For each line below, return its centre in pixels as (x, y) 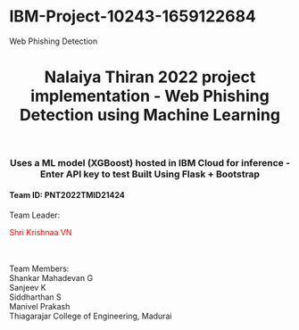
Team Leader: (35, 215)
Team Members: (39, 268)
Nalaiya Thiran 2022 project (150, 77)
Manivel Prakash (40, 306)
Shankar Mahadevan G (51, 278)
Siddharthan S (36, 297)
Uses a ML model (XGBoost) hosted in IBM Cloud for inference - (150, 162)
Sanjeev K (28, 288)
